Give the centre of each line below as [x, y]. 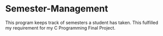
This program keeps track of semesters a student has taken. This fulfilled [82, 22]
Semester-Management [57, 9]
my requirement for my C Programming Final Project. [60, 27]
